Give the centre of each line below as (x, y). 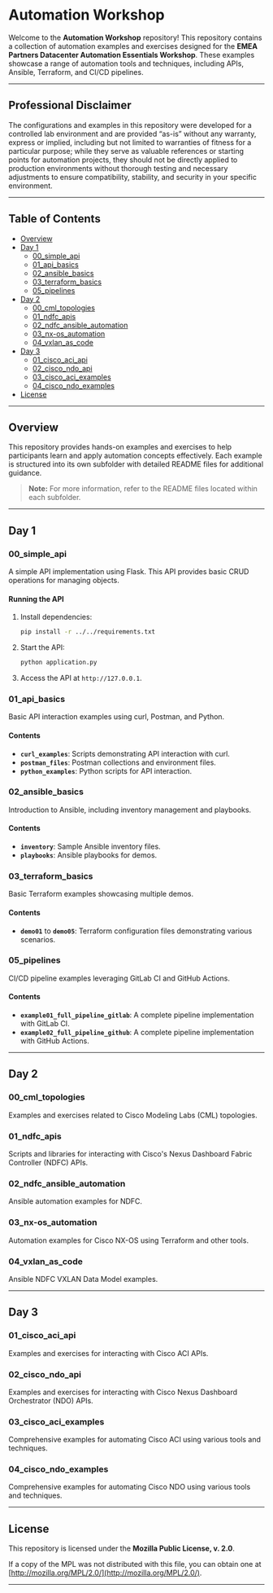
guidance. (25, 473)
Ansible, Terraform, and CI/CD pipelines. (76, 72)
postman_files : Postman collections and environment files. (118, 762)
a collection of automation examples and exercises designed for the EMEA (133, 46)
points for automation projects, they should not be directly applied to (123, 160)
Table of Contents (55, 219)
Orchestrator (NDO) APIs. (51, 1400)
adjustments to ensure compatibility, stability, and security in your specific (133, 177)
